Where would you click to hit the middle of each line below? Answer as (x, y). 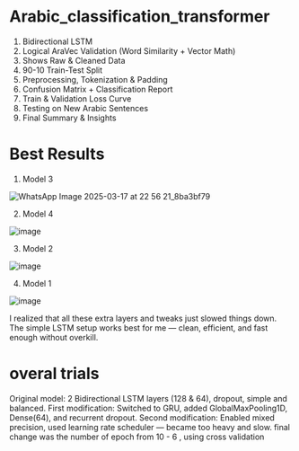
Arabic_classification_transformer (140, 17)
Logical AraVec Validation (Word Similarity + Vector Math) (129, 50)
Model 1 (37, 283)
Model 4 (38, 214)
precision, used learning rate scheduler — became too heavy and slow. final (149, 427)
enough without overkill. (54, 337)
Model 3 (38, 179)
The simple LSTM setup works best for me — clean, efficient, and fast (139, 327)
